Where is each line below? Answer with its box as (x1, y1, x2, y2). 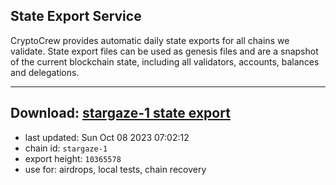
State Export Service (10, 8, 142, 25)
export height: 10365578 (24, 152, 122, 164)
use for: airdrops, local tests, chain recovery (24, 163, 207, 175)
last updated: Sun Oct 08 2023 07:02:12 (24, 131, 190, 143)
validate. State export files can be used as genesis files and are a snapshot (10, 45, 319, 57)
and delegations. (10, 66, 80, 78)
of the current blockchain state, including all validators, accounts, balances (10, 55, 320, 68)
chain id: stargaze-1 (24, 142, 108, 154)
